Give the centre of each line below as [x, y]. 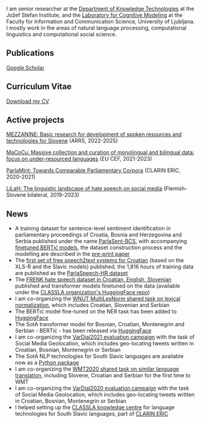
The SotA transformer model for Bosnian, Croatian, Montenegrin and [100, 324]
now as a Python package [47, 363]
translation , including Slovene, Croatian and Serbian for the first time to [103, 375]
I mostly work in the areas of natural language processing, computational [97, 28]
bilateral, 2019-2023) [53, 195]
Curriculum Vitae [39, 87]
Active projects [35, 120]
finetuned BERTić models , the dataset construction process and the [98, 248]
